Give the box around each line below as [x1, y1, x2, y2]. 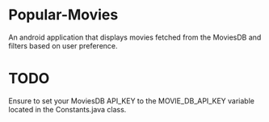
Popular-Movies [8, 6, 119, 24]
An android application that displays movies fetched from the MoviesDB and [8, 32, 262, 42]
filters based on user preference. [8, 40, 119, 50]
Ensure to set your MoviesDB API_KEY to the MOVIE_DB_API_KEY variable [8, 95, 254, 106]
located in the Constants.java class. [8, 104, 127, 114]
